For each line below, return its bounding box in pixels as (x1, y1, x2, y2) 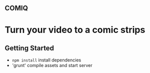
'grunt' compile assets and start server (12, 62, 93, 68)
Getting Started (5, 43, 54, 52)
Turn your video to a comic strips (5, 24, 145, 35)
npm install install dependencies (12, 57, 82, 63)
